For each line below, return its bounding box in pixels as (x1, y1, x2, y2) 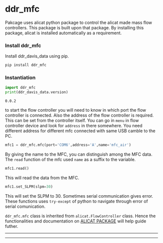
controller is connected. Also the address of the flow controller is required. (5, 112, 154, 118)
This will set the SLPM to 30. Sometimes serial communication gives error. (5, 193, 153, 199)
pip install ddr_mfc (5, 62, 47, 68)
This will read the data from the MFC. (5, 175, 80, 181)
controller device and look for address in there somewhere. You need (5, 123, 143, 129)
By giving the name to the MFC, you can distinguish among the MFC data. (5, 151, 153, 157)
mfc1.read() (5, 166, 29, 171)
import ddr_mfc (5, 85, 36, 90)
